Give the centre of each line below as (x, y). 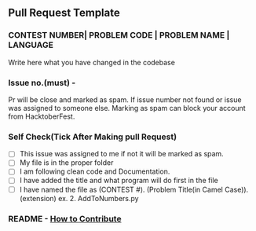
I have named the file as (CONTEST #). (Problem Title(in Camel (121, 189)
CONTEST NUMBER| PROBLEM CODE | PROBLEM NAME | (119, 35)
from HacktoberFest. (42, 116)
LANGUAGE (31, 45)
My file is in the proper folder (66, 163)
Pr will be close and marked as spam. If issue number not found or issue (125, 99)
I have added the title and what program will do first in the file (119, 181)
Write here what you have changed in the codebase (91, 62)
